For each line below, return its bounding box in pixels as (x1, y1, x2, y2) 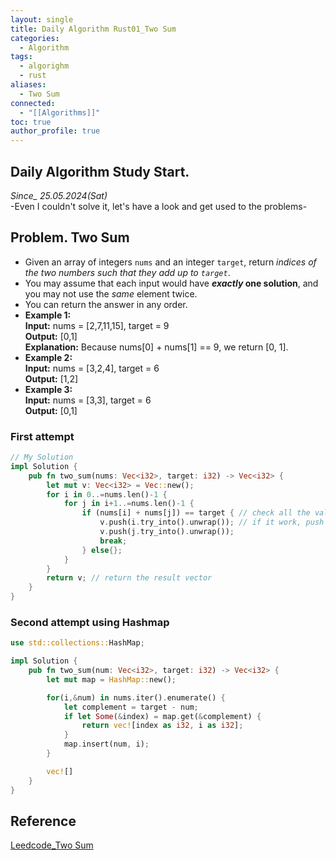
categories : (10, 33, 60, 43)
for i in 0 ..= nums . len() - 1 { (46, 489, 168, 500)
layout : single (10, 14, 74, 25)
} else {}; (81, 545, 123, 555)
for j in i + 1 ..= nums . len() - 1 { (63, 499, 195, 509)
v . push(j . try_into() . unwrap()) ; (99, 527, 235, 537)
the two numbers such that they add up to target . (24, 266, 231, 278)
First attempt (10, 429, 75, 443)
